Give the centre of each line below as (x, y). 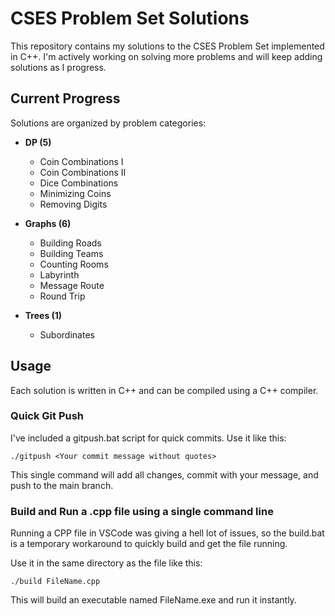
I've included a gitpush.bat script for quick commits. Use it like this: (148, 438)
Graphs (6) (48, 223)
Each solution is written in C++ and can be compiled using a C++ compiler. (164, 390)
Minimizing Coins (75, 193)
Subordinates (67, 334)
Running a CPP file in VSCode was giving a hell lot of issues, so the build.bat (167, 533)
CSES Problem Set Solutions (130, 18)
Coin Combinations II (83, 172)
